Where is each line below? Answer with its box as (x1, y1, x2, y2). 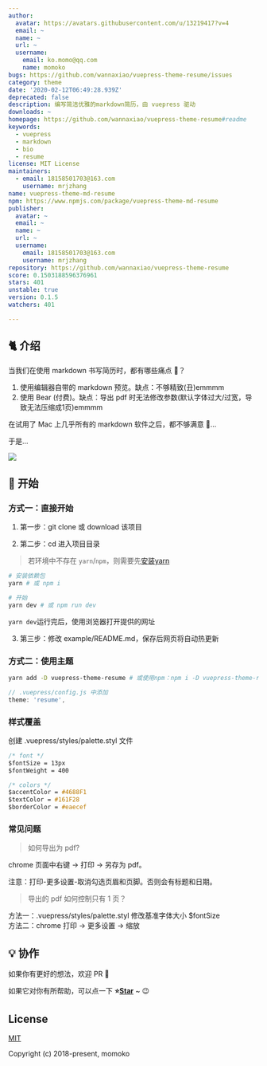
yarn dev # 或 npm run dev (8, 601, 97, 609)
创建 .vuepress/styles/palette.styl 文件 (8, 735, 133, 745)
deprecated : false (8, 93, 69, 101)
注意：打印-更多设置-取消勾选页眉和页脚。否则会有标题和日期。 (8, 877, 217, 887)
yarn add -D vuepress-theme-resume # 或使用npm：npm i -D (8, 675, 200, 682)
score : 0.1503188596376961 (8, 271, 98, 279)
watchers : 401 (8, 301, 56, 309)
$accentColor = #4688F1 (8, 789, 87, 797)
